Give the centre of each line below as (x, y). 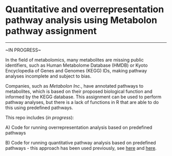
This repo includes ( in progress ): (40, 117)
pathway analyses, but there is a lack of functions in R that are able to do (82, 102)
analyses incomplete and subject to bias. (48, 76)
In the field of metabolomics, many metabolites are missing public (75, 60)
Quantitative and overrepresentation (85, 9)
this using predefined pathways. (39, 108)
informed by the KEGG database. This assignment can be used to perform (83, 97)
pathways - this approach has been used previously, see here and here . (81, 148)
